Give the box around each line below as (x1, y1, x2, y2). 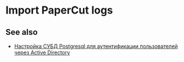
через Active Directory (14, 49, 70, 56)
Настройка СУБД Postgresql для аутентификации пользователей (14, 43, 178, 50)
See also (5, 27, 38, 37)
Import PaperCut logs (5, 4, 114, 17)
